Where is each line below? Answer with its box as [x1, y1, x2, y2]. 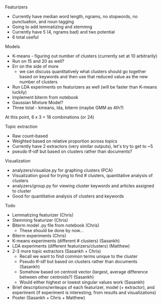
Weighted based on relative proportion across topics [12, 138, 118, 144]
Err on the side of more [12, 63, 59, 69]
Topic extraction [5, 124, 38, 129]
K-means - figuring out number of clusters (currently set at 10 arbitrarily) [12, 53, 158, 59]
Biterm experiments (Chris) [12, 233, 67, 238]
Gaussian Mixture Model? [12, 100, 63, 105]
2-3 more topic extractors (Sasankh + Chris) [12, 248, 101, 254]
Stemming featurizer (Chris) [12, 217, 68, 223]
